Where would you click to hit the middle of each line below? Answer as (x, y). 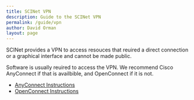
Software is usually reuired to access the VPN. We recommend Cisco (90, 67)
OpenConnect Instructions (46, 91)
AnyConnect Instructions (45, 85)
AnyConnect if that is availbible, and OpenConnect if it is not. (80, 74)
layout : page (22, 33)
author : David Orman (31, 28)
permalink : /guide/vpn (34, 22)
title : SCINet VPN (29, 11)
